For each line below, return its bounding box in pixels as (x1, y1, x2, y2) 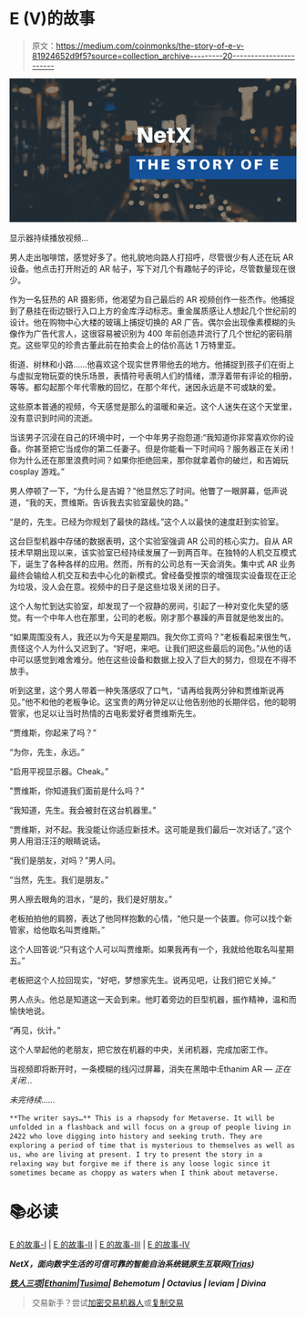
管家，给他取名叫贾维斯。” (9, 924, 106, 935)
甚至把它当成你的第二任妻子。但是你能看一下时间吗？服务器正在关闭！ (33, 443, 297, 454)
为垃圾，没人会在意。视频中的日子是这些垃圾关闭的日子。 (9, 581, 225, 592)
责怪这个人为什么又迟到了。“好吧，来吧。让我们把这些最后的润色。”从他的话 (9, 642, 292, 653)
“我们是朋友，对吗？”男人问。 (9, 855, 121, 866)
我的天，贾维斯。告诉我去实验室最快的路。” (28, 496, 189, 507)
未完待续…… (9, 1094, 56, 1104)
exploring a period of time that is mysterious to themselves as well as (9, 1141, 296, 1150)
